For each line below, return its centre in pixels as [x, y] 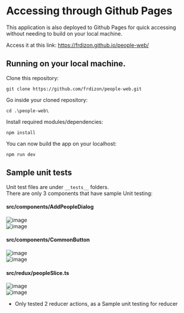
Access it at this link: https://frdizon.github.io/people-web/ [78, 45]
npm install [21, 132]
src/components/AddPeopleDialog [50, 207]
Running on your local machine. [66, 64]
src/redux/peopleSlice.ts [38, 273]
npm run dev [21, 154]
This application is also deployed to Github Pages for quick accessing [91, 27]
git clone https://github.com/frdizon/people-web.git [74, 89]
